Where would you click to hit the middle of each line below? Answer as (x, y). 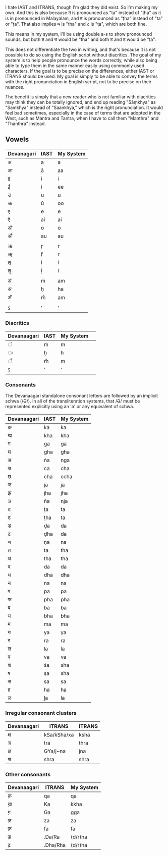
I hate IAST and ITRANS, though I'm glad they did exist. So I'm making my (81, 7)
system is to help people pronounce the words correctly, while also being (81, 60)
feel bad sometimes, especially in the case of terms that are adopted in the (83, 113)
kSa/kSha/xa (59, 734)
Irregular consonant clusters (41, 713)
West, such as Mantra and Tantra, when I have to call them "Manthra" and (82, 118)
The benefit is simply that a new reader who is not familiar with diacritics (80, 97)
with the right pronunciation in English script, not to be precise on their (78, 82)
